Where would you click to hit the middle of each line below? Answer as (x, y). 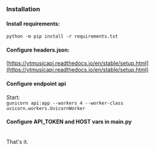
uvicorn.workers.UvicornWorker (46, 108)
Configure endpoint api (36, 83)
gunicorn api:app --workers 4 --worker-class (65, 103)
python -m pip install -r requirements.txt (62, 36)
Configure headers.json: (38, 50)
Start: (13, 97)
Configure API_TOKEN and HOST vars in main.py (69, 122)
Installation (23, 9)
